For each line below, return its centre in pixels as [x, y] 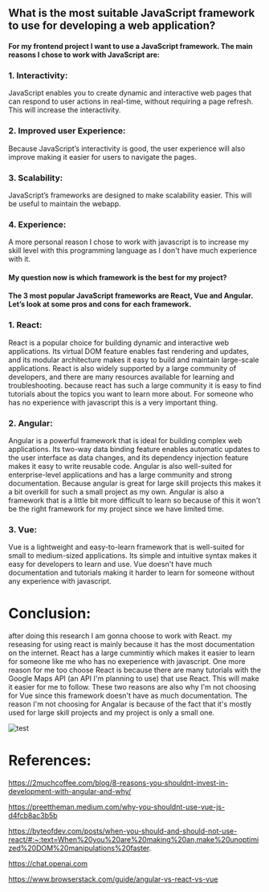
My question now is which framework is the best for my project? [118, 277]
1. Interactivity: [38, 75]
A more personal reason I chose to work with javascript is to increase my [128, 242]
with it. [19, 259]
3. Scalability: [36, 177]
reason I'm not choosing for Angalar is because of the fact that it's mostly [130, 704]
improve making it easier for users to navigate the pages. [102, 157]
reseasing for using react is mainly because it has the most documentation [132, 645]
